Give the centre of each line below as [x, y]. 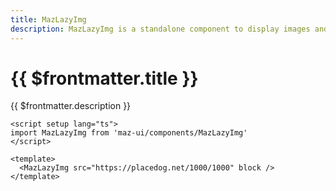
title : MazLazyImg [48, 19]
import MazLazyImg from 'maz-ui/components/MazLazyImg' [129, 133]
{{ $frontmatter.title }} [104, 78]
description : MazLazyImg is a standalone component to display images [160, 29]
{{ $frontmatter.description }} [71, 106]
